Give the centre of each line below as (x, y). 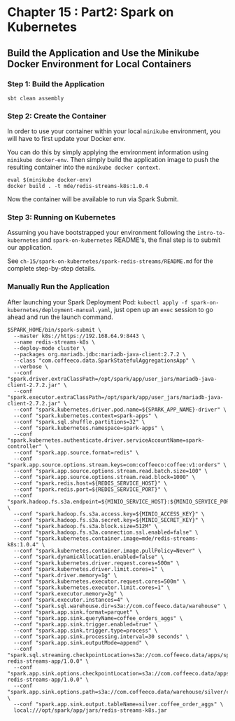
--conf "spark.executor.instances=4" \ (72, 600)
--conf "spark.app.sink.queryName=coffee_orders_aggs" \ (98, 618)
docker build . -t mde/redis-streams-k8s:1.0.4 (78, 187)
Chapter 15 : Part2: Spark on (91, 12)
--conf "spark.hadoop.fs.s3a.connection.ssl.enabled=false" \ (106, 532)
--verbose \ (31, 366)
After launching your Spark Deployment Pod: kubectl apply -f (98, 302)
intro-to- (211, 233)
